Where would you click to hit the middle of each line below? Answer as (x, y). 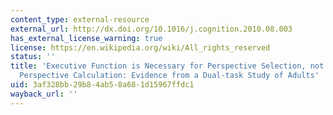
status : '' (33, 57)
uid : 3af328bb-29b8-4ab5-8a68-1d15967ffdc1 (102, 85)
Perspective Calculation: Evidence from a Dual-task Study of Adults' (169, 76)
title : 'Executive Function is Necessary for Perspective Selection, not (167, 66)
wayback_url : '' (44, 94)
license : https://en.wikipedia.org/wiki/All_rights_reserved (140, 47)
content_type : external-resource (80, 19)
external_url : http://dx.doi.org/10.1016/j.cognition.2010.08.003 (151, 29)
